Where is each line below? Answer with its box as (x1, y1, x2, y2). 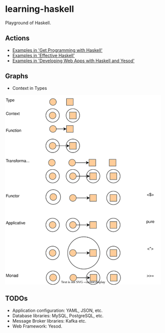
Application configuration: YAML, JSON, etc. (12, 307, 103, 313)
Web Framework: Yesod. (12, 323, 63, 329)
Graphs (5, 72, 29, 80)
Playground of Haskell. (5, 20, 51, 26)
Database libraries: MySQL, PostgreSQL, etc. (12, 312, 104, 319)
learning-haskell (5, 3, 74, 15)
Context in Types (12, 85, 47, 91)
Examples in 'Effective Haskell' (12, 52, 75, 58)
